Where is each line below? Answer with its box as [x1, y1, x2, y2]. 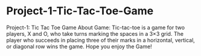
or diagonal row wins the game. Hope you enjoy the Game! [6, 43, 152, 50]
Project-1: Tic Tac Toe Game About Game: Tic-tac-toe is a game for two [6, 24, 185, 31]
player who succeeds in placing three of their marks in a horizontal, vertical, [6, 36, 195, 43]
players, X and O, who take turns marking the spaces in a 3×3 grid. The [6, 30, 184, 37]
